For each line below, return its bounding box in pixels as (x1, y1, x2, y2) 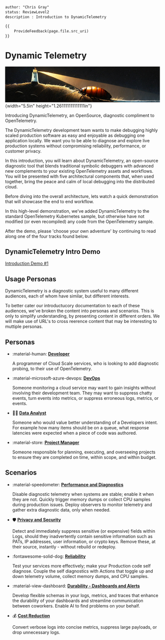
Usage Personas (5, 275, 56, 283)
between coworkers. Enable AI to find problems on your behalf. (12, 603, 140, 608)
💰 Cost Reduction (12, 612, 50, 618)
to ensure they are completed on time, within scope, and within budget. (12, 454, 157, 460)
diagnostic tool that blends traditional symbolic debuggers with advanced (5, 162, 154, 169)
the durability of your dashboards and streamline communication (12, 598, 143, 604)
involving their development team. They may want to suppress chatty (12, 390, 152, 396)
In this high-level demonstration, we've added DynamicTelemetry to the (5, 208, 150, 214)
